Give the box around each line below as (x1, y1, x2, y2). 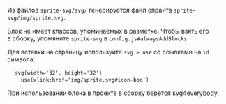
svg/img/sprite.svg (7, 15, 64, 22)
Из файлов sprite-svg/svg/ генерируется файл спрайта (7, 6, 172, 14)
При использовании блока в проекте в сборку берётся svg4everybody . (7, 89, 220, 97)
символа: (7, 55, 36, 64)
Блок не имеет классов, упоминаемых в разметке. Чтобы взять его (7, 27, 209, 35)
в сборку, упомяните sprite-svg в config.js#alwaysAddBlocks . (7, 34, 190, 43)
